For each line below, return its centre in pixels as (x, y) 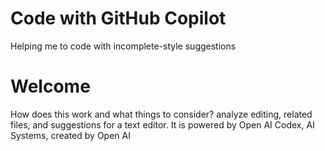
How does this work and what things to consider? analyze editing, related (161, 114)
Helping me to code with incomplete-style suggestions (123, 46)
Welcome (50, 86)
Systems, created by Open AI (70, 135)
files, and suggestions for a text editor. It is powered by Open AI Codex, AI (162, 124)
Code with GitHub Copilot (118, 18)
